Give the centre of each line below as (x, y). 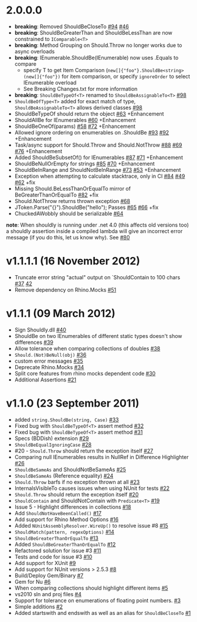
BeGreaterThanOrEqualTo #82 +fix (56, 195)
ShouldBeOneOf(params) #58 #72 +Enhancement (75, 126)
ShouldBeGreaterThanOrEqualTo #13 (56, 538)
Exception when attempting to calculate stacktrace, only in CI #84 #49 (100, 176)
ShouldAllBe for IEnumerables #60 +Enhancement (75, 120)
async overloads (35, 51)
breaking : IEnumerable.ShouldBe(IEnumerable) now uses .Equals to (96, 58)
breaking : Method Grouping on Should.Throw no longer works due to (98, 45)
